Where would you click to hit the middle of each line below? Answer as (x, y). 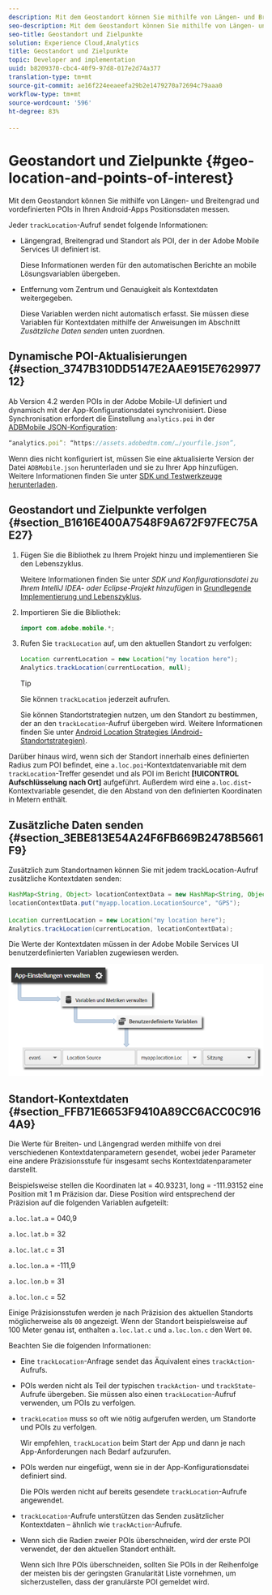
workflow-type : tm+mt (45, 94)
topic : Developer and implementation (72, 60)
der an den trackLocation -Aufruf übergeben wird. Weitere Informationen (141, 724)
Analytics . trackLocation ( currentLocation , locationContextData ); (121, 929)
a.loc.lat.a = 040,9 (42, 1218)
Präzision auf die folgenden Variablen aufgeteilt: (89, 1202)
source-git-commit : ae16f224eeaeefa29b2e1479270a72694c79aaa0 (115, 85)
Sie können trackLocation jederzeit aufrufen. (95, 699)
